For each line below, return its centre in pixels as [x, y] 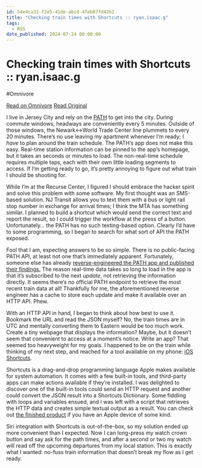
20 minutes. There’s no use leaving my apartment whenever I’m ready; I [95, 137]
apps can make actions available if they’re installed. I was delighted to [93, 383]
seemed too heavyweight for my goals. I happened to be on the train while [99, 345]
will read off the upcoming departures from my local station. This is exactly [99, 446]
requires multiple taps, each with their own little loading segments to [91, 162]
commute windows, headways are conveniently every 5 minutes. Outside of [100, 124]
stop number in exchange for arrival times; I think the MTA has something [97, 206]
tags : [13, 23]
